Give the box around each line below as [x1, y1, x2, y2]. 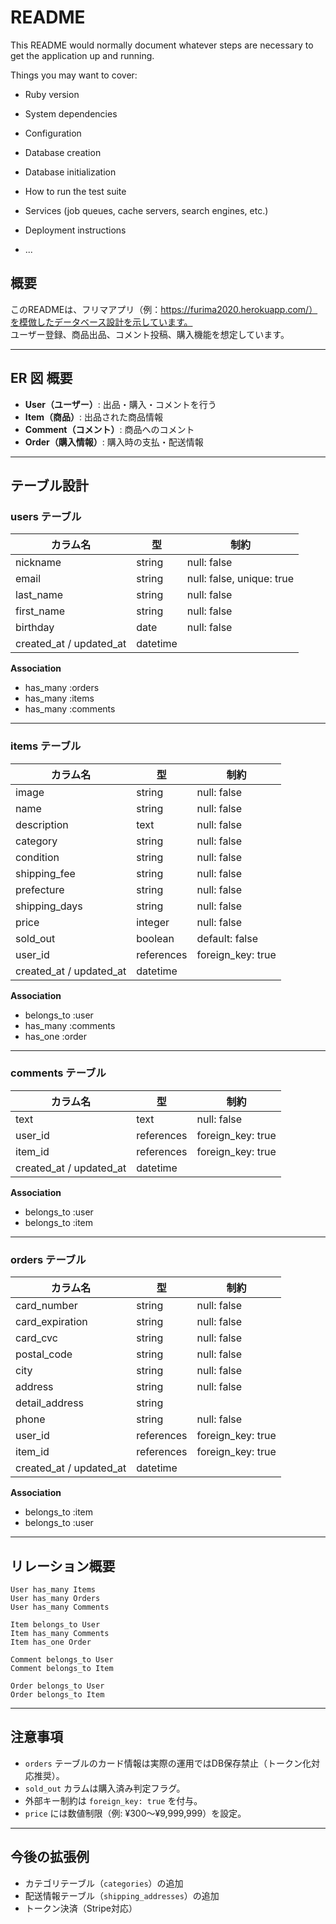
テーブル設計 [10, 477, 89, 494]
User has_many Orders [10, 1593, 101, 1603]
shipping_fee [15, 866, 76, 880]
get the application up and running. [10, 49, 155, 61]
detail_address [15, 1396, 85, 1410]
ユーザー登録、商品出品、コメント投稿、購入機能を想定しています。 [10, 328, 290, 340]
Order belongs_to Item [10, 1689, 105, 1700]
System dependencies [24, 107, 118, 120]
